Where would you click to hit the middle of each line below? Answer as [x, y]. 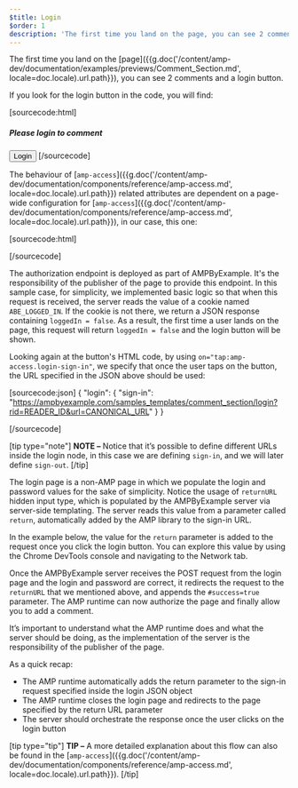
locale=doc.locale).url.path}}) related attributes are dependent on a [132, 194]
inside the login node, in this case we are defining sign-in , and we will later [146, 456]
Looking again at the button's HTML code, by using [103, 357]
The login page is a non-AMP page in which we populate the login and [137, 482]
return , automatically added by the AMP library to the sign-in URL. [131, 520]
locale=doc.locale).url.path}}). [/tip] [74, 775]
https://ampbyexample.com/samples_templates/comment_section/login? [145, 402]
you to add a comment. [51, 611]
